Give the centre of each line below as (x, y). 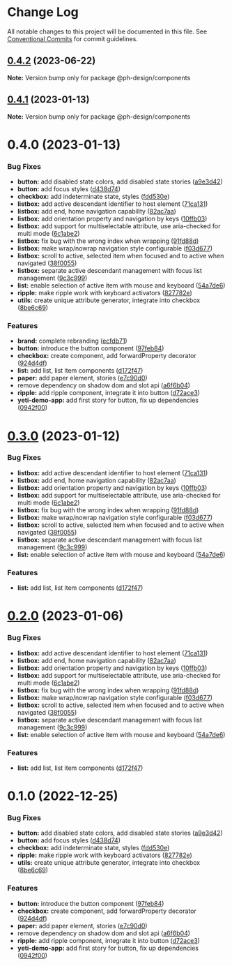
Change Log (43, 12)
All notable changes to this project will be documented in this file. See (107, 31)
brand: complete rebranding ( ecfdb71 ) (72, 341)
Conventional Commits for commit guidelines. (72, 38)
